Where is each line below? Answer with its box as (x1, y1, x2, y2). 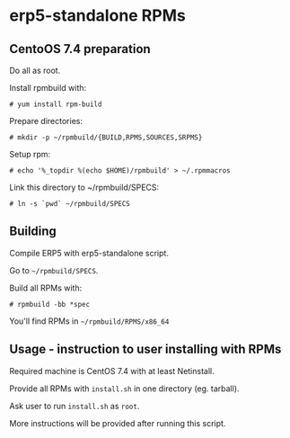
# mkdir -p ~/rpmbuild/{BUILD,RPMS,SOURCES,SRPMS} (9, 133, 203, 142)
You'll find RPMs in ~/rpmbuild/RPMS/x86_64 (9, 316, 170, 326)
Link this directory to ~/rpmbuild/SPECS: (9, 182, 160, 192)
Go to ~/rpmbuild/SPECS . (9, 264, 99, 275)
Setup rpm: (9, 149, 51, 159)
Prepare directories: (9, 116, 83, 126)
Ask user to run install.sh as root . (9, 400, 140, 411)
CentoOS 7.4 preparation (9, 41, 151, 57)
